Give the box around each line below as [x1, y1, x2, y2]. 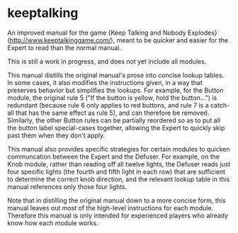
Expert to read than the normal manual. [7, 43, 122, 52]
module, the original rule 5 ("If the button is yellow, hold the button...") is [7, 93, 217, 102]
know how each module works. [7, 218, 98, 227]
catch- [210, 101, 230, 109]
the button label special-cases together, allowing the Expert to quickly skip [7, 123, 225, 132]
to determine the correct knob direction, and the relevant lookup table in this [7, 175, 230, 183]
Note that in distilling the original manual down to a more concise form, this [7, 196, 226, 205]
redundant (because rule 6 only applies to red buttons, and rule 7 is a [7, 101, 209, 109]
